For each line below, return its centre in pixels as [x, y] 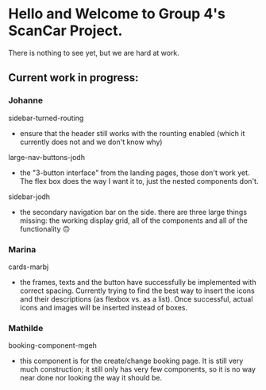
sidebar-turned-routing [46, 118]
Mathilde [26, 328]
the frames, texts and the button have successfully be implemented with [138, 282]
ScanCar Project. [66, 31]
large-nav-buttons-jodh [47, 157]
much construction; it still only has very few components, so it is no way [138, 369]
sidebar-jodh [29, 197]
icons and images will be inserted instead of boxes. [104, 307]
